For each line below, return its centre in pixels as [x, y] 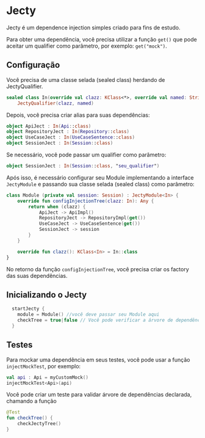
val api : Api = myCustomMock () [47, 377]
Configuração [33, 65]
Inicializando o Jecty [47, 295]
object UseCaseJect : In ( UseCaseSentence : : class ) [71, 137]
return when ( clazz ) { [57, 206]
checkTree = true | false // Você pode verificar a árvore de [95, 320]
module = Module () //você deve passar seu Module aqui [88, 315]
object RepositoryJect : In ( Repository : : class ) [68, 132]
